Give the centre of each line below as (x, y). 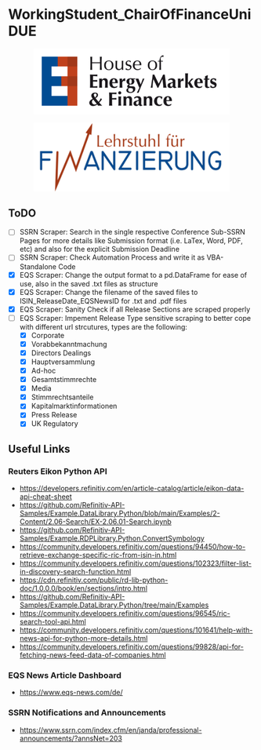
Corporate (48, 335)
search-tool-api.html (53, 622)
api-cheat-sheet (45, 497)
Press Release (54, 415)
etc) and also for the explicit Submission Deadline (100, 249)
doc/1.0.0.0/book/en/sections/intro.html (83, 588)
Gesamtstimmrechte (64, 380)
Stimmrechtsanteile (62, 397)
